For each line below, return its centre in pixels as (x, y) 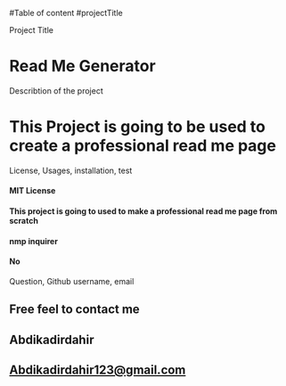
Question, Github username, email (72, 281)
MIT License (33, 191)
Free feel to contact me (74, 310)
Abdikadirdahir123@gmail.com (98, 370)
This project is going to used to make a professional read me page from (143, 211)
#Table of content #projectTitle (66, 13)
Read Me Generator (82, 66)
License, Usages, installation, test (71, 170)
